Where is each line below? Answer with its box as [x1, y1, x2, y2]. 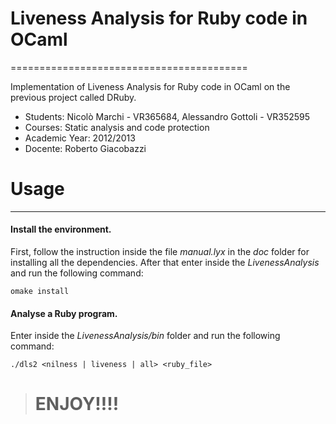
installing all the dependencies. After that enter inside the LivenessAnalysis [10, 257, 320, 269]
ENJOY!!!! [34, 393, 120, 416]
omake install [10, 287, 70, 297]
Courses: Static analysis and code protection [24, 121, 210, 133]
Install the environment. [10, 223, 112, 236]
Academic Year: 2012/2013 [24, 132, 136, 144]
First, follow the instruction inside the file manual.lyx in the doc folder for [10, 246, 310, 258]
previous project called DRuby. [10, 91, 137, 103]
